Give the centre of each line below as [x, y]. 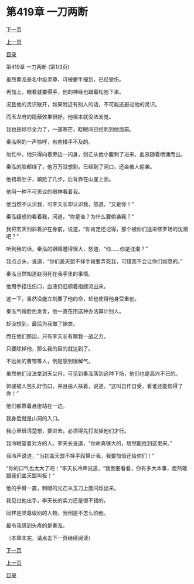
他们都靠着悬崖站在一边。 [37, 406]
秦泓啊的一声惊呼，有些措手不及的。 [50, 141]
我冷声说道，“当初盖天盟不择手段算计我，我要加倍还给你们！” [80, 455]
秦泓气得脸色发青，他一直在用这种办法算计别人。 [65, 311]
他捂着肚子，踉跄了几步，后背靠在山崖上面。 [60, 179]
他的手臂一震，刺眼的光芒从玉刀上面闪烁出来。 [62, 488]
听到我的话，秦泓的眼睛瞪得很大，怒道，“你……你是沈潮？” [77, 249]
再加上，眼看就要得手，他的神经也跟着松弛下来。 [65, 92]
